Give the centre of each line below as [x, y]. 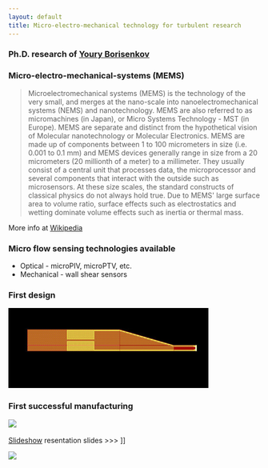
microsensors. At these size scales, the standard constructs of [131, 186]
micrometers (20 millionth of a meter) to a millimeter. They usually [136, 161]
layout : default [35, 17]
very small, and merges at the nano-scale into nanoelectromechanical [143, 102]
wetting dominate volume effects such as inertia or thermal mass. [136, 212]
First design [32, 294]
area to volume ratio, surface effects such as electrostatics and [132, 203]
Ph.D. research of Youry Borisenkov [79, 54]
